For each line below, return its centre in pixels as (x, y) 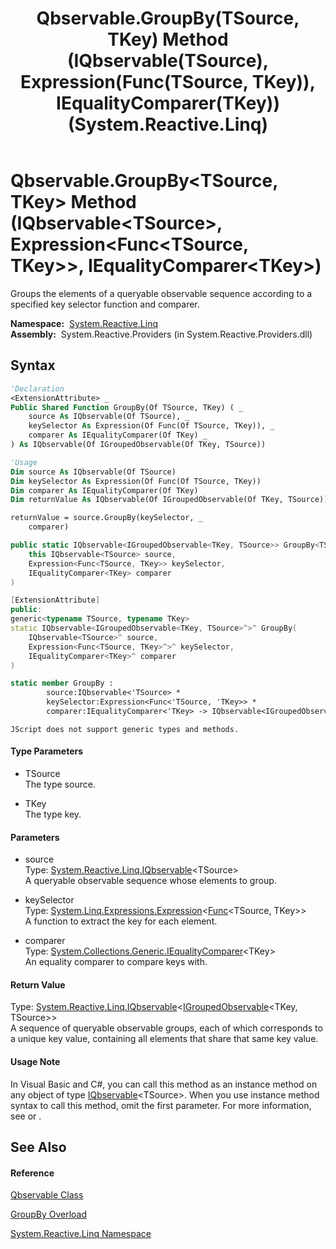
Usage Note (35, 1062)
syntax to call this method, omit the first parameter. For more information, (161, 1105)
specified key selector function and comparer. (105, 304)
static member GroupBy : (62, 683)
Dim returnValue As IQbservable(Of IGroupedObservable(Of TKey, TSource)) (169, 500)
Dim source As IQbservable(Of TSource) (93, 472)
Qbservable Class (47, 1195)
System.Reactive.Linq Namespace (81, 1234)
